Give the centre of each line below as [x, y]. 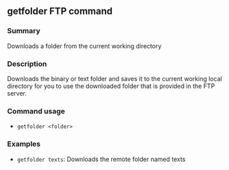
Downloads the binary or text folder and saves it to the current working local [115, 78]
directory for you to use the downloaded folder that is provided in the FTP [111, 86]
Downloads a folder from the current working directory [84, 46]
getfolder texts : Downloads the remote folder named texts [101, 159]
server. [17, 93]
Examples [24, 144]
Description [27, 63]
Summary [24, 31]
